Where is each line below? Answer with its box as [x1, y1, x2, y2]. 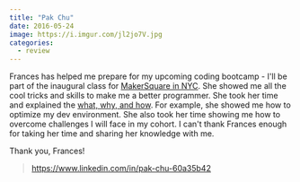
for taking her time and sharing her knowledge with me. [9, 128, 215, 139]
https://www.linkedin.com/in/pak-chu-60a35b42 [31, 163, 211, 174]
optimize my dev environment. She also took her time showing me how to [9, 109, 281, 120]
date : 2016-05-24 [9, 22, 75, 30]
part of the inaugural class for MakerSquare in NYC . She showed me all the [9, 81, 287, 91]
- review [17, 47, 50, 56]
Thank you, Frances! [9, 145, 85, 157]
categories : [9, 38, 54, 48]
